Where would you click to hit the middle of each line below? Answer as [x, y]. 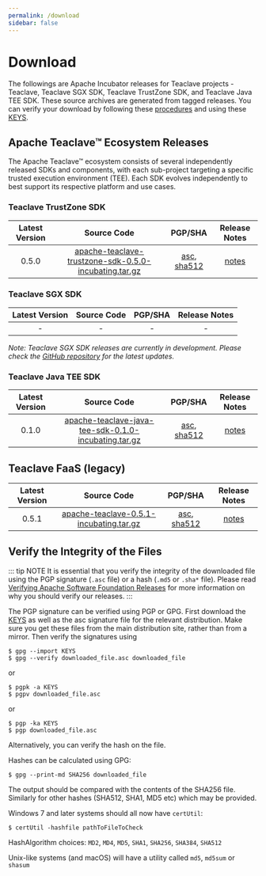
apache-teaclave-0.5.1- [109, 514]
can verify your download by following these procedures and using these [127, 109]
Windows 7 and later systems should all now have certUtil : [106, 813]
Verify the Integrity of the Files [85, 552]
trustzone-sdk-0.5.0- [109, 260]
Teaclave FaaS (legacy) [67, 468]
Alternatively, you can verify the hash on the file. [87, 745]
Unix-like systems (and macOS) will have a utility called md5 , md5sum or [122, 857]
